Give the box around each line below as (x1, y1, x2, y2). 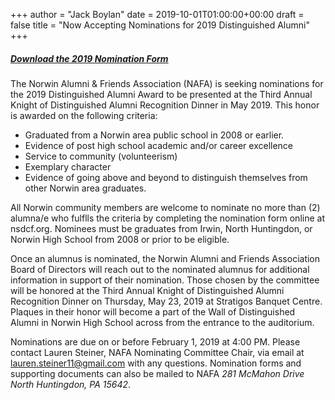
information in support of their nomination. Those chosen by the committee (10, 274, 320, 286)
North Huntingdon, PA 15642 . (10, 378, 132, 390)
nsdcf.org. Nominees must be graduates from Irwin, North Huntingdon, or (10, 222, 313, 234)
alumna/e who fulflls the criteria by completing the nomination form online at (10, 212, 325, 224)
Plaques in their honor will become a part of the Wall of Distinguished (10, 305, 296, 318)
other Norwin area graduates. (24, 182, 147, 194)
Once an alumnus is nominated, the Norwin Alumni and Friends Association (10, 252, 321, 264)
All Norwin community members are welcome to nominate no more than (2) (10, 201, 321, 213)
